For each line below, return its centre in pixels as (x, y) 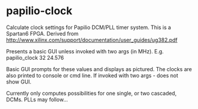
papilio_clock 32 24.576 (35, 57)
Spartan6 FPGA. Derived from (42, 33)
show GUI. (19, 82)
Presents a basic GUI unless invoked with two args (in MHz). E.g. (85, 51)
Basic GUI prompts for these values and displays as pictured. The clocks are (99, 69)
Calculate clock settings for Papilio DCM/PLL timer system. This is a (89, 27)
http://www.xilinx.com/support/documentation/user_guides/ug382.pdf (92, 40)
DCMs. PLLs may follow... (37, 100)
